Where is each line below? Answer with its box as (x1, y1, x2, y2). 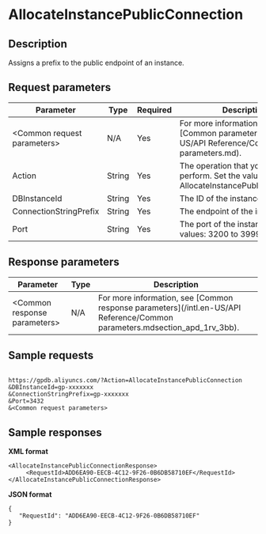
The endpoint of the (179, 206, 253, 217)
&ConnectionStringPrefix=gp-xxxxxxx (8, 390, 129, 399)
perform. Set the (179, 170, 241, 181)
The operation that (179, 160, 249, 171)
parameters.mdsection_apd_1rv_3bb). (97, 322, 240, 333)
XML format (8, 447, 49, 456)
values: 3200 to (179, 228, 239, 239)
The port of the (179, 218, 236, 229)
